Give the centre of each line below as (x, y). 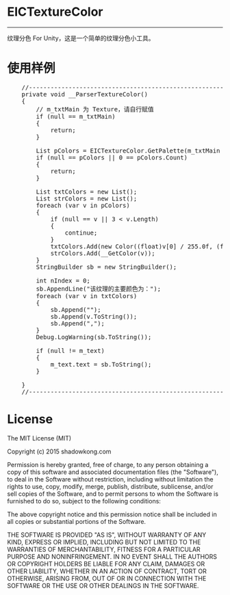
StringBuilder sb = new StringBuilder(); (106, 267)
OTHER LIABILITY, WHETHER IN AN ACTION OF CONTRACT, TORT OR (107, 571)
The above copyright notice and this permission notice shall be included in (112, 514)
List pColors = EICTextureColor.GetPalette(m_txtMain (128, 150)
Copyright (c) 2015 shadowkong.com (59, 451)
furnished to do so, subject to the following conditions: (84, 501)
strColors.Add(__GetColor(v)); (103, 253)
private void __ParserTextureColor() (85, 94)
